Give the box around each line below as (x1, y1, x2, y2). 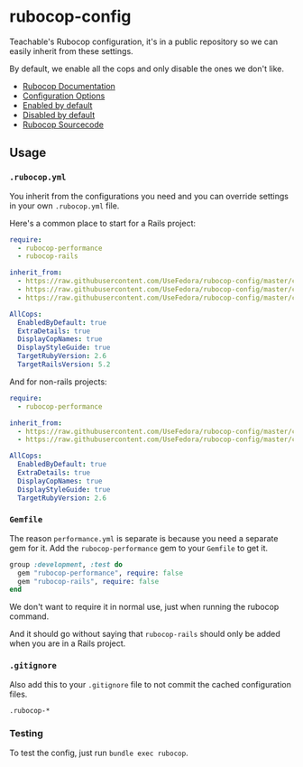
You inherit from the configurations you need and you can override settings (9, 190, 289, 201)
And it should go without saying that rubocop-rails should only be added (9, 629, 281, 640)
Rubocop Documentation (22, 80, 115, 91)
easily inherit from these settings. (9, 45, 133, 56)
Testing (9, 726, 43, 739)
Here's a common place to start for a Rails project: (9, 217, 197, 228)
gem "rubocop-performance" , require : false (17, 568, 183, 578)
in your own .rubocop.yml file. (9, 200, 120, 211)
